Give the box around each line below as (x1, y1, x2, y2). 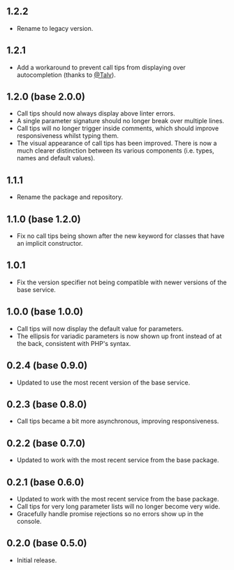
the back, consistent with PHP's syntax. (16, 339, 131, 347)
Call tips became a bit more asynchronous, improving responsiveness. (16, 417, 219, 426)
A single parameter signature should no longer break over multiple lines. (16, 117, 225, 125)
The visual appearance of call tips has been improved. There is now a (16, 139, 217, 148)
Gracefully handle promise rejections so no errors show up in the (16, 509, 204, 517)
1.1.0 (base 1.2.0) (6, 213, 81, 225)
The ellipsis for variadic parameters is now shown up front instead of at (16, 332, 222, 340)
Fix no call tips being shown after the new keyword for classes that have (16, 232, 225, 240)
